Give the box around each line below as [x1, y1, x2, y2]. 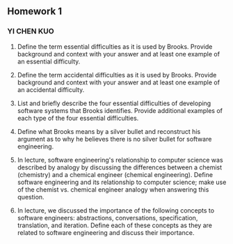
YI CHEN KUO [7, 26, 54, 36]
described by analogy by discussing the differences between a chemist [17, 163, 223, 171]
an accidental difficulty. [17, 85, 85, 93]
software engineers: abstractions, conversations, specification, [17, 213, 198, 222]
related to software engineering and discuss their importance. [17, 228, 195, 236]
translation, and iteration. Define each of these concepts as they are [17, 221, 212, 229]
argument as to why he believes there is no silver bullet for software [17, 135, 212, 143]
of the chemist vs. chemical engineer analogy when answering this [17, 185, 209, 194]
